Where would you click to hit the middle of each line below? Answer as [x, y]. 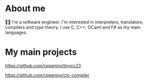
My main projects [41, 52]
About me [25, 9]
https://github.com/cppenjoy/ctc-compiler [47, 75]
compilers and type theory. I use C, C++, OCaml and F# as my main [73, 27]
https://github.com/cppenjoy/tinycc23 [43, 65]
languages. [16, 32]
